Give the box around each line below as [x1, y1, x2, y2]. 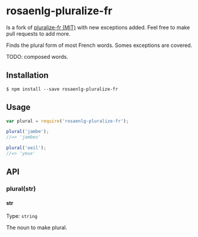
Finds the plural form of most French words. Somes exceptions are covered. [6, 42, 193, 49]
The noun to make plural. [6, 224, 67, 231]
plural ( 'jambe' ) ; [6, 129, 49, 135]
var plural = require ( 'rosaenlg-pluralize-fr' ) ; [6, 118, 129, 124]
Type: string [6, 213, 37, 220]
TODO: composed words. [6, 53, 68, 60]
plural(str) [6, 185, 36, 193]
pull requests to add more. [6, 30, 71, 37]
